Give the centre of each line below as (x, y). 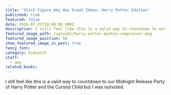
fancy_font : (18, 48)
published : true (23, 15)
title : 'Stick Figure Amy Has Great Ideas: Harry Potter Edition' (78, 10)
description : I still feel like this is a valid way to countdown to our (86, 29)
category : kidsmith (26, 53)
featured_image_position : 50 (36, 39)
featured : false (23, 19)
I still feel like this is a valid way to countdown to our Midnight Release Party (85, 82)
